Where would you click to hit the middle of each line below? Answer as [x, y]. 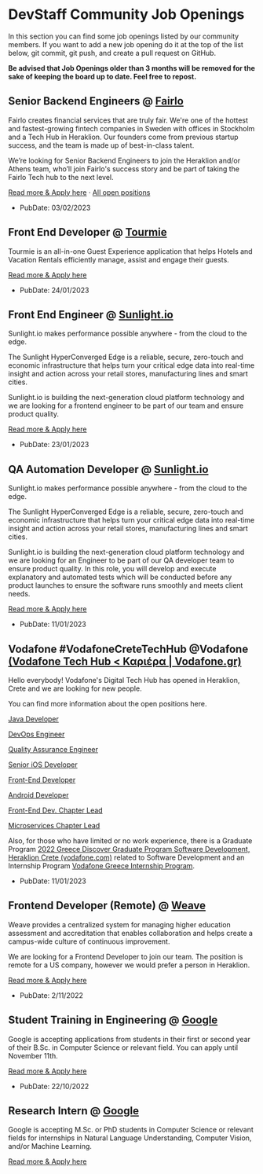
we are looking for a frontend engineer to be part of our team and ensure [126, 405]
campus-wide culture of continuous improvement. [89, 941]
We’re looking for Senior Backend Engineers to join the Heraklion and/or [124, 160]
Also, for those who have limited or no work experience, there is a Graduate [130, 841]
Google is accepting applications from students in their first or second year [130, 1039]
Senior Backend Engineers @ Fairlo [96, 101]
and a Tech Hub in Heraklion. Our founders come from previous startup [123, 137]
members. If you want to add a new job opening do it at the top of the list [126, 44]
